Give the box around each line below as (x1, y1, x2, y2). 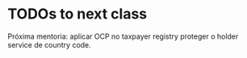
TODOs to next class (7, 5, 148, 23)
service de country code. (7, 39, 92, 49)
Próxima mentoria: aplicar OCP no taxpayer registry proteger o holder (7, 31, 239, 41)
